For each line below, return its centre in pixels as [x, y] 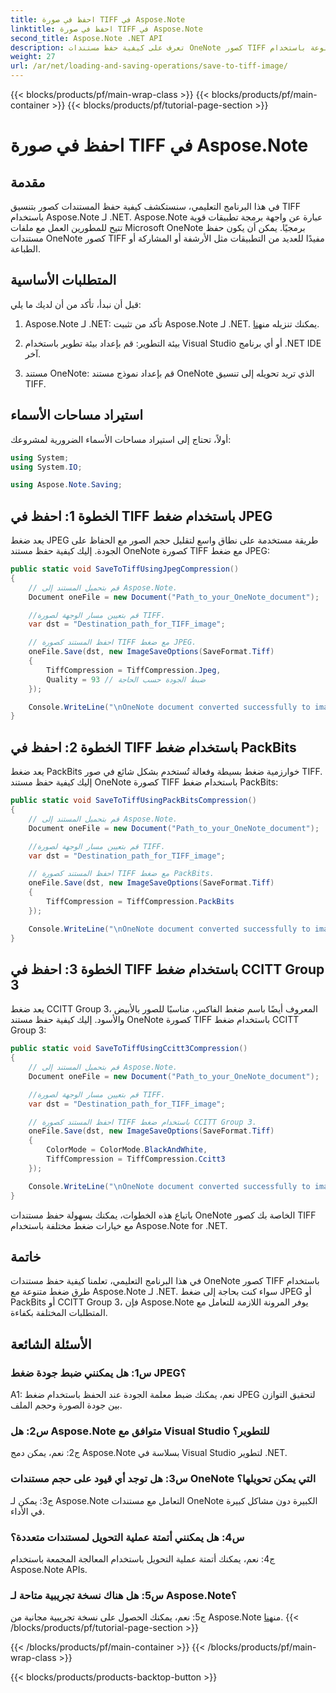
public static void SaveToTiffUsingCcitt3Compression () [129, 1049]
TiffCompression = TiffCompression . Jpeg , [134, 670]
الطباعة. [26, 249]
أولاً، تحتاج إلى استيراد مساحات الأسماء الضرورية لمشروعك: [121, 439]
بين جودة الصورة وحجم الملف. [66, 1405]
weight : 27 [33, 57]
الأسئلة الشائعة [51, 1344]
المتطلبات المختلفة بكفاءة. [59, 1313]
